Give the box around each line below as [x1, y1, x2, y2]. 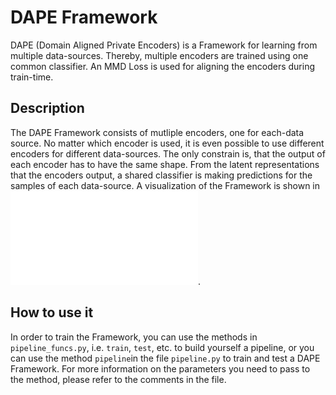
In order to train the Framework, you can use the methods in [10, 331, 258, 343]
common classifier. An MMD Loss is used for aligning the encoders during [10, 60, 316, 72]
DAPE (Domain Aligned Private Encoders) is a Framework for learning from [10, 39, 318, 51]
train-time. [10, 71, 54, 83]
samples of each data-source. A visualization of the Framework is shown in [10, 179, 320, 191]
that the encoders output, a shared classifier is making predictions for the [10, 169, 313, 181]
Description [10, 100, 85, 117]
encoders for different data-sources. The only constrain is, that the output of [10, 147, 326, 160]
